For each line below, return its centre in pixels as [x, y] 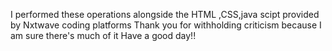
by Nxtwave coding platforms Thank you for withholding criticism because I [166, 25]
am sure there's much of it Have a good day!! [103, 35]
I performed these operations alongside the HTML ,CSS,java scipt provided [165, 14]
